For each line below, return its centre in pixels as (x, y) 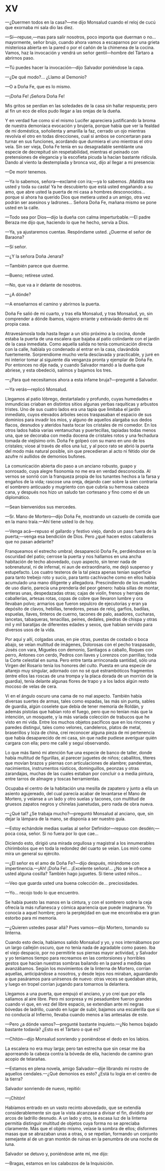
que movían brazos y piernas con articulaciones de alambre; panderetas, (79, 763)
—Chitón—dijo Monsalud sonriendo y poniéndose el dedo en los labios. (77, 1039)
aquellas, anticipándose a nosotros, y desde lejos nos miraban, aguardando (82, 973)
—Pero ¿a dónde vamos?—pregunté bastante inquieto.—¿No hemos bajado (82, 1024)
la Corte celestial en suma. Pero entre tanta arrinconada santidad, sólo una (81, 660)
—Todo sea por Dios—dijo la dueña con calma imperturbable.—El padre (78, 217)
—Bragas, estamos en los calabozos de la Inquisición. (59, 1163)
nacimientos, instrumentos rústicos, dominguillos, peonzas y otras (72, 768)
